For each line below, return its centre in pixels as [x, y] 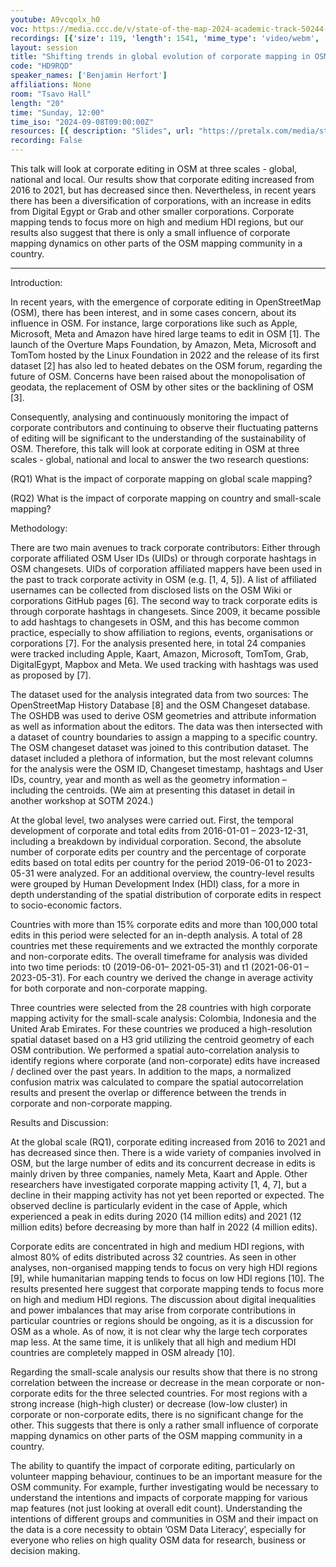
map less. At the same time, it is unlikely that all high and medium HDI [153, 1342]
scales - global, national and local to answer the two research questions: [160, 459]
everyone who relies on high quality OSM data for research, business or [158, 1540]
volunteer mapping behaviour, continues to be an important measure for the [166, 1476]
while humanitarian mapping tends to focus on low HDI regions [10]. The [175, 1278]
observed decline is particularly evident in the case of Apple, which [149, 1205]
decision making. [45, 1550]
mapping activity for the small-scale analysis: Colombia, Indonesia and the [163, 1018]
